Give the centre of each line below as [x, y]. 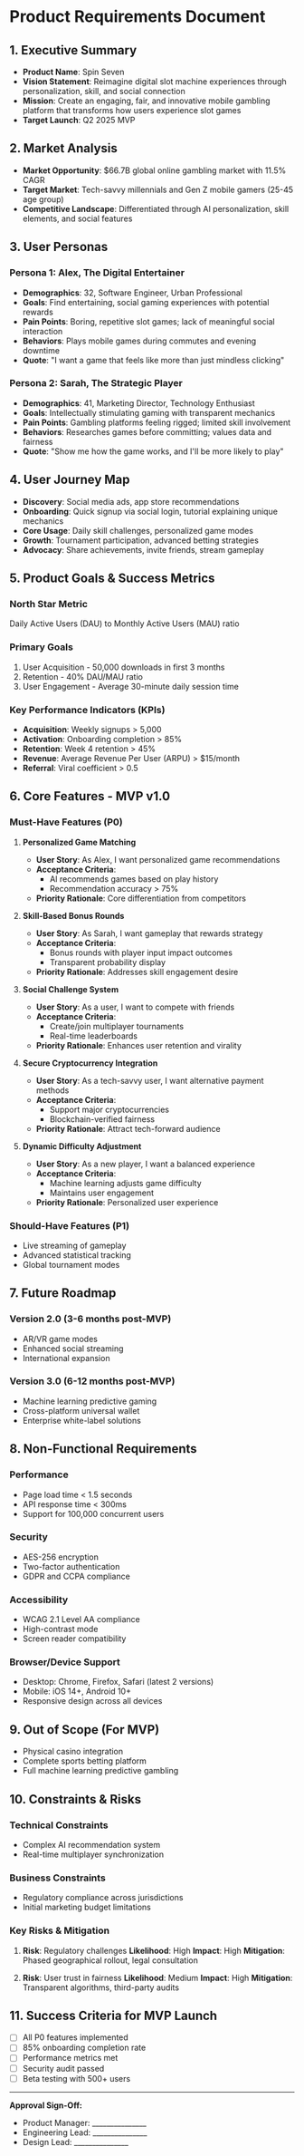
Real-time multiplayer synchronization [93, 1854]
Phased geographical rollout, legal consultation [110, 1960]
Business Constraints [57, 1878]
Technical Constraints [59, 1825]
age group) [43, 199]
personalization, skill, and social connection [104, 91]
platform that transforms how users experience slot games [132, 110]
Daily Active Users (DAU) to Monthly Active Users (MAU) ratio [124, 624]
